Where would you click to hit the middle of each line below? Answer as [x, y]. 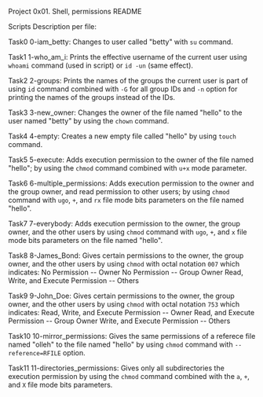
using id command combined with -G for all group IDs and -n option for [123, 89]
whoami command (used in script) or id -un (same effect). [101, 65]
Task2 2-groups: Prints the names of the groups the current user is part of [128, 81]
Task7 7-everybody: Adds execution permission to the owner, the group [124, 224]
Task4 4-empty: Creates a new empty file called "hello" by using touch [122, 136]
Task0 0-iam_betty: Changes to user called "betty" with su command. [121, 42]
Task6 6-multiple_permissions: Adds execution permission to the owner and [131, 183]
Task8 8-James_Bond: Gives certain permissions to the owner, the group [126, 255]
